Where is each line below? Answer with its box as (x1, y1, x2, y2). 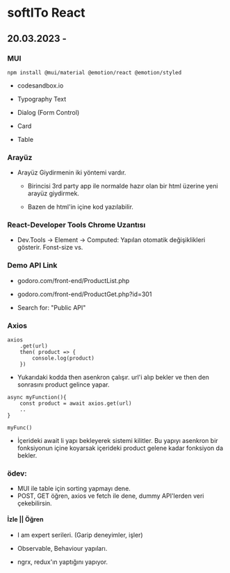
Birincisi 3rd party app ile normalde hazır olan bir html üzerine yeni (27, 182, 218, 191)
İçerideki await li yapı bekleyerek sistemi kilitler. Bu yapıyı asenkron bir (17, 437, 219, 445)
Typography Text (17, 95, 67, 103)
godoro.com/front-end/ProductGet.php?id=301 (17, 290, 152, 298)
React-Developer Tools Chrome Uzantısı (7, 220, 146, 230)
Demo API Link (7, 261, 58, 271)
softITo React (7, 5, 85, 21)
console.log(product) (32, 355, 95, 362)
